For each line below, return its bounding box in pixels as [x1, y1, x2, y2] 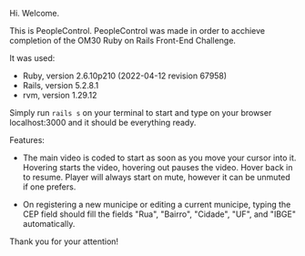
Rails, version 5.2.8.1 [22, 80, 99, 90]
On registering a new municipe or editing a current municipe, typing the [22, 200, 291, 210]
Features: [9, 135, 46, 145]
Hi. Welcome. [9, 8, 60, 18]
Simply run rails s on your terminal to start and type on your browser [9, 108, 272, 118]
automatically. [22, 219, 76, 229]
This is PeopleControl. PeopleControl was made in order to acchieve [9, 26, 266, 36]
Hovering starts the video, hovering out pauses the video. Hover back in [22, 162, 293, 172]
